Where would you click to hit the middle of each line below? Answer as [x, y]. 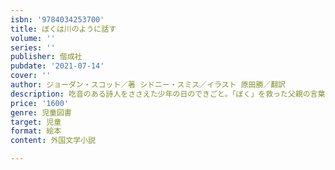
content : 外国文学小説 [53, 141]
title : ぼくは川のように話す [63, 29]
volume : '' [33, 38]
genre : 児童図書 [41, 112]
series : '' [33, 47]
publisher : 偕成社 [46, 57]
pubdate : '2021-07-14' [57, 66]
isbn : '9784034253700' [57, 19]
